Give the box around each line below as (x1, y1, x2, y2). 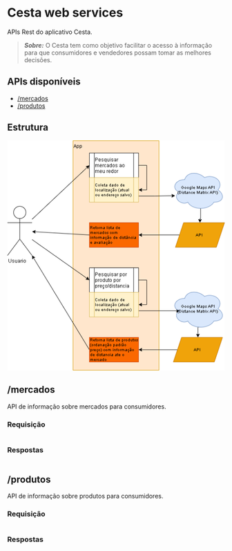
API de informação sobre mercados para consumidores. (7, 402, 167, 411)
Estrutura (7, 122, 49, 133)
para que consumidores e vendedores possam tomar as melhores (23, 48, 212, 57)
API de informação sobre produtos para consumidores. (7, 492, 164, 501)
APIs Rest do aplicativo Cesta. (7, 28, 93, 36)
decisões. (23, 55, 52, 64)
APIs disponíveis (7, 76, 81, 88)
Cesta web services (7, 5, 124, 21)
